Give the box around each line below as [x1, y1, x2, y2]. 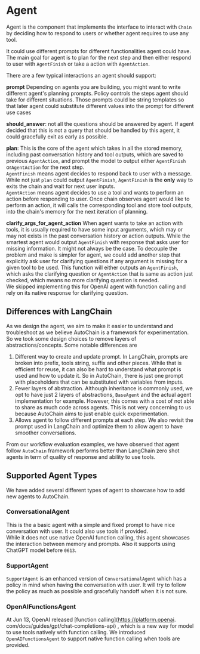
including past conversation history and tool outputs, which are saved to [6, 150, 184, 158]
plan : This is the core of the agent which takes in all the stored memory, [6, 144, 183, 152]
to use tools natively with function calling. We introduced [6, 629, 146, 636]
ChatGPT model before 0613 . [6, 547, 76, 554]
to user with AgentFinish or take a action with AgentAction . [6, 60, 150, 67]
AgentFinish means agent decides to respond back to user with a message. [6, 169, 192, 177]
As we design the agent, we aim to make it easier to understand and [6, 322, 174, 329]
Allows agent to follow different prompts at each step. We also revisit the [14, 416, 193, 424]
